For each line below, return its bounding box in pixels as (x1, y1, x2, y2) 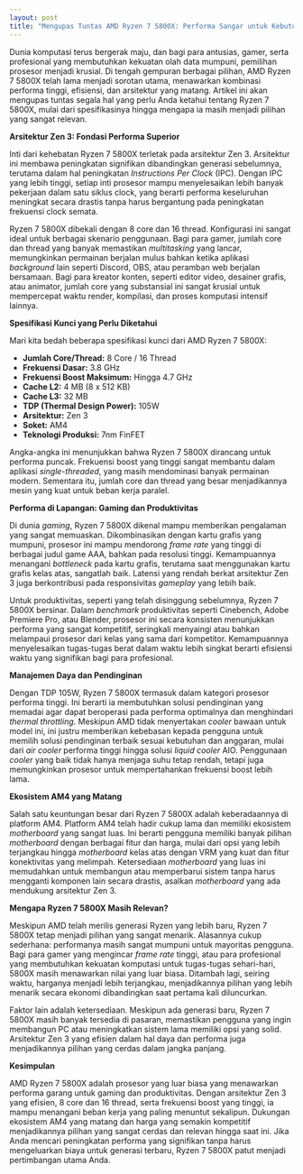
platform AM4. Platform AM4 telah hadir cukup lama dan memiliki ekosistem (9, 818, 291, 829)
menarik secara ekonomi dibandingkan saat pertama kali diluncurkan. (9, 986, 268, 997)
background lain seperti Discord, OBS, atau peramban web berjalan (9, 261, 261, 272)
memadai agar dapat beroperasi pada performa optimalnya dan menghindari (9, 706, 294, 717)
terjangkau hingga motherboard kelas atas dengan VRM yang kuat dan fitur (9, 847, 289, 858)
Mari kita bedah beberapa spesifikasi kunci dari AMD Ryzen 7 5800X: (9, 335, 268, 345)
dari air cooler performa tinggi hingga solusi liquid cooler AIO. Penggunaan (9, 745, 288, 756)
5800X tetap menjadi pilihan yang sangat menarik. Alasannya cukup (9, 930, 262, 940)
